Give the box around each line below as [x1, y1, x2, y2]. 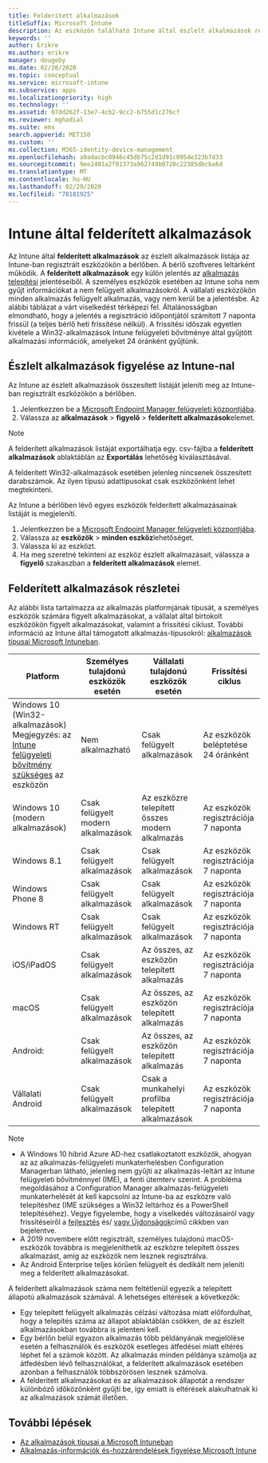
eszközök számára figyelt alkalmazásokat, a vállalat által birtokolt [8, 611, 223, 621]
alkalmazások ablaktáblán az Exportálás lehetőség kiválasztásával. [8, 453, 231, 462]
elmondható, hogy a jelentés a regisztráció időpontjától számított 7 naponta [8, 310, 256, 320]
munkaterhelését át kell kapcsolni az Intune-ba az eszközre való [19, 1192, 231, 1201]
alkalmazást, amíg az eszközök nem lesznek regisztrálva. [19, 1251, 209, 1261]
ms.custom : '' [8, 138, 56, 146]
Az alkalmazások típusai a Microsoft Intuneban [19, 1437, 174, 1446]
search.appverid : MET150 [8, 130, 91, 138]
